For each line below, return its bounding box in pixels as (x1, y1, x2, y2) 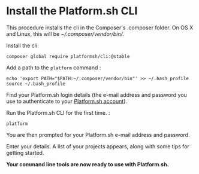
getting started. (6, 149, 44, 156)
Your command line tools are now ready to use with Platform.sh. (6, 160, 169, 168)
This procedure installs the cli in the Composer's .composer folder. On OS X (6, 24, 194, 31)
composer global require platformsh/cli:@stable (6, 53, 130, 59)
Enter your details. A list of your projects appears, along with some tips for (6, 142, 190, 150)
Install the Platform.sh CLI (6, 4, 138, 18)
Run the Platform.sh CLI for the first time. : (6, 109, 110, 116)
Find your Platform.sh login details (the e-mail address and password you (6, 91, 188, 98)
